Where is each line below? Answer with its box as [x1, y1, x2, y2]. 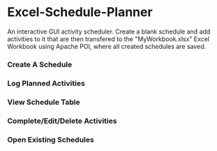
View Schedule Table [7, 97, 80, 107]
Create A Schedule [7, 59, 73, 69]
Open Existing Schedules [7, 134, 94, 144]
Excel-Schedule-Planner [7, 4, 153, 20]
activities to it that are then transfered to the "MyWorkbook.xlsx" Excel [7, 34, 210, 43]
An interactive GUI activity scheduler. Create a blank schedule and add [7, 27, 211, 36]
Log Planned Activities [7, 78, 85, 88]
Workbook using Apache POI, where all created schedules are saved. [7, 42, 207, 50]
